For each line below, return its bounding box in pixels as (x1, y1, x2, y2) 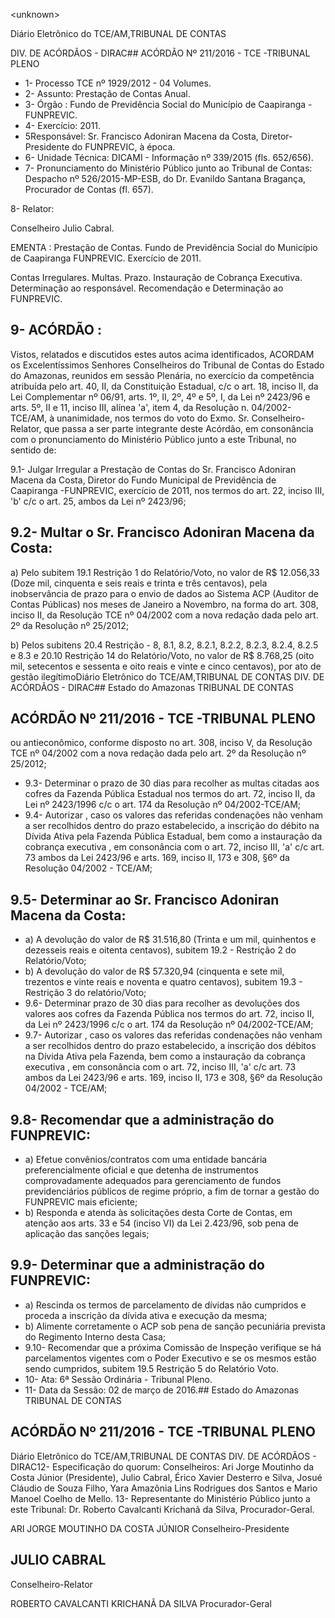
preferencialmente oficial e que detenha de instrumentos (24, 1164, 259, 1176)
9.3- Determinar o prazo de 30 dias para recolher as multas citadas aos (24, 777, 320, 789)
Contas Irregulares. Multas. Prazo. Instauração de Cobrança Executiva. (10, 272, 303, 283)
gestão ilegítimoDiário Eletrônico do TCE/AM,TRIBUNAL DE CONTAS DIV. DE (10, 670, 325, 683)
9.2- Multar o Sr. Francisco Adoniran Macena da (10, 524, 315, 541)
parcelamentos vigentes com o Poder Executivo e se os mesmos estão (24, 1352, 317, 1364)
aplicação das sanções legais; (24, 1228, 150, 1240)
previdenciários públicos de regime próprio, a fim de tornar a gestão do (24, 1185, 320, 1198)
